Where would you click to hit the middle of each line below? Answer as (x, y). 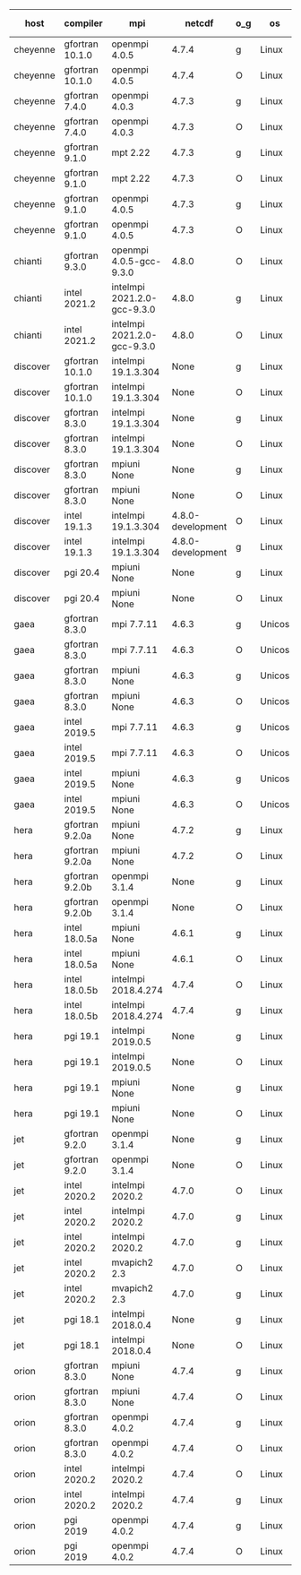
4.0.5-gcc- (137, 261)
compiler (83, 23)
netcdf (199, 23)
